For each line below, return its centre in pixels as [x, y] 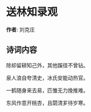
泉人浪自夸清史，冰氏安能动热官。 [47, 78]
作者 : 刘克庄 [21, 29]
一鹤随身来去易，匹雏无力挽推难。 [47, 90]
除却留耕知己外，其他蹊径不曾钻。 [47, 65]
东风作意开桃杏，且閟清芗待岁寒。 [47, 103]
